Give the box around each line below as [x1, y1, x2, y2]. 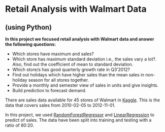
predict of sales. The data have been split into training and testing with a [5, 117, 152, 123]
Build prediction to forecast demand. [12, 88, 87, 93]
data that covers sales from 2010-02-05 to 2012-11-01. [5, 102, 116, 108]
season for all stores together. [28, 77, 89, 83]
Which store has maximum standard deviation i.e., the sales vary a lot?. [12, 56, 157, 62]
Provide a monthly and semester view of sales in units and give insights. [12, 82, 159, 88]
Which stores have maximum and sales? [12, 51, 94, 57]
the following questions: [5, 41, 56, 47]
